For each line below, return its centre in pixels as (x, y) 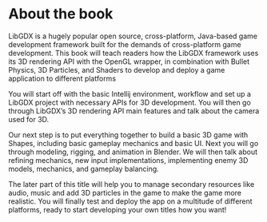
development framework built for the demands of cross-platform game (125, 44)
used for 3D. (29, 119)
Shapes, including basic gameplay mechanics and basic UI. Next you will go (133, 143)
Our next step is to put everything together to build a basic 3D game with (128, 135)
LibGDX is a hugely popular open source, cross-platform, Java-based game (133, 36)
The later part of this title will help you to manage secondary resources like (132, 184)
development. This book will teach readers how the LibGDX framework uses (133, 53)
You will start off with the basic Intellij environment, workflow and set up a (130, 93)
